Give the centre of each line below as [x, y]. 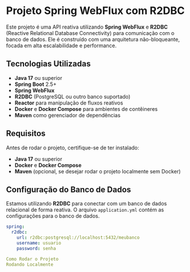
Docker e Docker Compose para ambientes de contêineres [86, 109]
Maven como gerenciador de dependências [68, 115]
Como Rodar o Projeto [32, 259]
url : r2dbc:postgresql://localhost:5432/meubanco [78, 238]
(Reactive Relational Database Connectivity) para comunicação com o [90, 33]
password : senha [37, 248]
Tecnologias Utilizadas [49, 64]
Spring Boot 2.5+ [35, 84]
